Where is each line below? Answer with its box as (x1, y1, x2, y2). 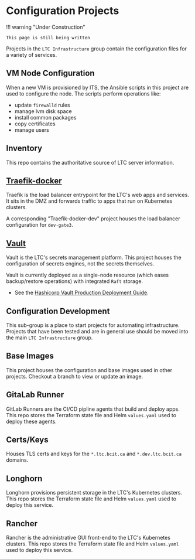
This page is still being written (6, 35, 91, 40)
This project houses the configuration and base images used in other (6, 366, 173, 373)
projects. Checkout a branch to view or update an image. (6, 373, 143, 380)
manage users (14, 126, 50, 133)
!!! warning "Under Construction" (6, 23, 86, 30)
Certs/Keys (6, 435, 49, 445)
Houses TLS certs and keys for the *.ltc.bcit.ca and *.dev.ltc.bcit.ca (6, 450, 182, 458)
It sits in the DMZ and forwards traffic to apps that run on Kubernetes (6, 197, 173, 204)
